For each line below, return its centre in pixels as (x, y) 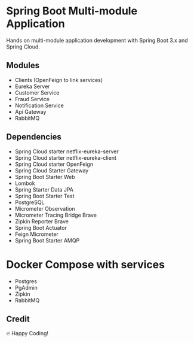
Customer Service (37, 92)
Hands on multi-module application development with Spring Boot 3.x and (97, 40)
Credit (18, 319)
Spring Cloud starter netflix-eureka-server (67, 151)
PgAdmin (26, 287)
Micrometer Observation (45, 208)
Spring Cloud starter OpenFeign (54, 164)
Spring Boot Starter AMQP (47, 240)
